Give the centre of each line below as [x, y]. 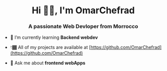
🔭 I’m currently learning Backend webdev [54, 37]
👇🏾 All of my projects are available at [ [50, 48]
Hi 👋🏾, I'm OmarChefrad [83, 10]
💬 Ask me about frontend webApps [48, 63]
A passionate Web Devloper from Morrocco [83, 27]
